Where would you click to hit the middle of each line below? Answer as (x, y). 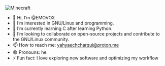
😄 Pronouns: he (29, 52)
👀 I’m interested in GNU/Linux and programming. (63, 23)
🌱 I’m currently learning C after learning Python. (62, 28)
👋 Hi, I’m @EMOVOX (34, 18)
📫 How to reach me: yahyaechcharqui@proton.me (66, 45)
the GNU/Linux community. (41, 39)
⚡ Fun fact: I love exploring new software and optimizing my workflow (86, 58)
